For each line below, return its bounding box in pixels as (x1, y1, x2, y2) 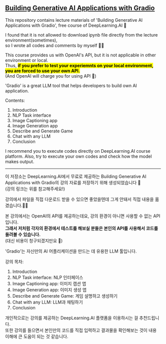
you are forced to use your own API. (5, 68, 80, 74)
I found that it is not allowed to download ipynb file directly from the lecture (5, 32, 158, 38)
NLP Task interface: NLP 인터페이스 (12, 274, 83, 280)
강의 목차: (5, 258, 24, 264)
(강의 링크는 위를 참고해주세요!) (5, 185, 65, 192)
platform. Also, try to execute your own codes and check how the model (5, 153, 152, 159)
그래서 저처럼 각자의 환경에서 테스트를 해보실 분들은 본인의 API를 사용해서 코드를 (5, 225, 158, 231)
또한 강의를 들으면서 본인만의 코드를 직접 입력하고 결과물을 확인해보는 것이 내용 (5, 327, 157, 333)
